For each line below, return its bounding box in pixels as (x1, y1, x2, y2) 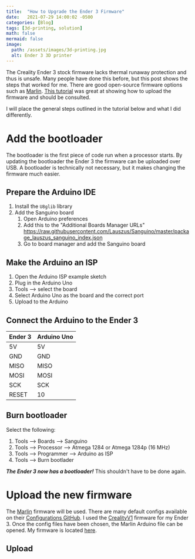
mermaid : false (6, 36, 43, 42)
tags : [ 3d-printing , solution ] (6, 25, 83, 31)
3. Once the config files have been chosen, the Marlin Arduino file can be (6, 520, 183, 527)
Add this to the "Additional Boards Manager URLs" (23, 221, 145, 229)
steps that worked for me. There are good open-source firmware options (6, 81, 183, 88)
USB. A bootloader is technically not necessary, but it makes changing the (6, 164, 186, 171)
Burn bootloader (6, 411, 68, 421)
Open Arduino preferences (23, 216, 88, 223)
